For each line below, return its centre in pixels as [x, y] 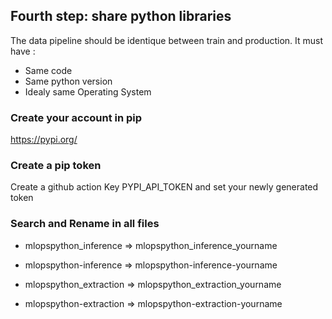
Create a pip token [56, 166]
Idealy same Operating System [88, 91]
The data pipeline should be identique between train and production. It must [167, 40]
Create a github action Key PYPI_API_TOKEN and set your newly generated [164, 187]
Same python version [68, 81]
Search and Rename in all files [85, 224]
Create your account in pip [76, 117]
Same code [48, 70]
